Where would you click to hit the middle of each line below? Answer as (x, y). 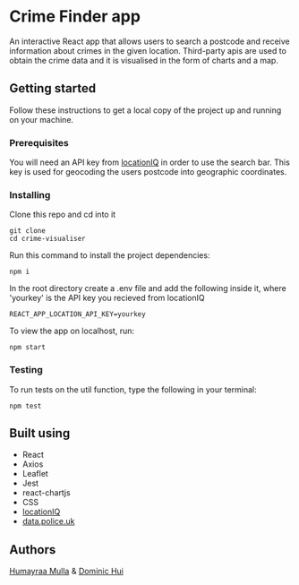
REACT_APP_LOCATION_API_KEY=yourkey (77, 314)
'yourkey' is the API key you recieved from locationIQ (107, 298)
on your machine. (42, 119)
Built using (40, 433)
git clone (28, 231)
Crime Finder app (75, 17)
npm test (26, 406)
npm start (28, 348)
